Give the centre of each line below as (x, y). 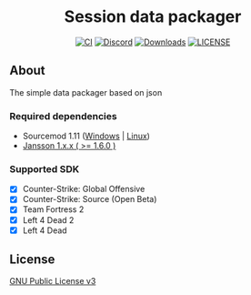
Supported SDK (45, 168)
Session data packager (153, 17)
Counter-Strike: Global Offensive (84, 189)
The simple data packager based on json (86, 92)
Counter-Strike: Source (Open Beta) (90, 199)
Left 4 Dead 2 (48, 219)
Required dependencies (63, 116)
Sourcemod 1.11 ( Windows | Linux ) (86, 136)
